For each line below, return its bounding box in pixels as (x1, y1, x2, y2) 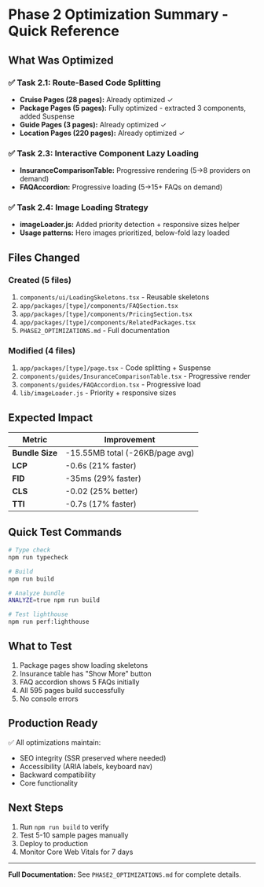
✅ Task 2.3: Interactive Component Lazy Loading (8, 148, 199, 159)
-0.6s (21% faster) (64, 460, 137, 471)
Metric (22, 434, 48, 445)
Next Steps (8, 801, 64, 815)
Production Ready (8, 717, 98, 730)
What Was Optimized (8, 53, 114, 67)
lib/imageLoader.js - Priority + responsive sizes (19, 388, 177, 398)
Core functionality (19, 778, 79, 787)
